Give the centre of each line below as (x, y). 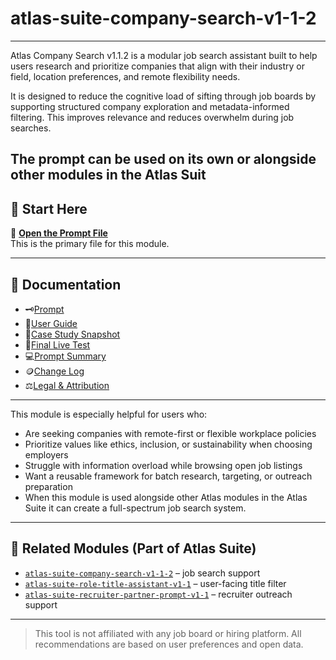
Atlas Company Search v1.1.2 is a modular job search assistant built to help (164, 55)
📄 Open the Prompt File (59, 233)
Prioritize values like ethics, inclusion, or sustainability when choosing (168, 444)
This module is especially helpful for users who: (109, 414)
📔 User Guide (51, 323)
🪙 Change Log (54, 371)
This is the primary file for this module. (90, 244)
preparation (48, 486)
